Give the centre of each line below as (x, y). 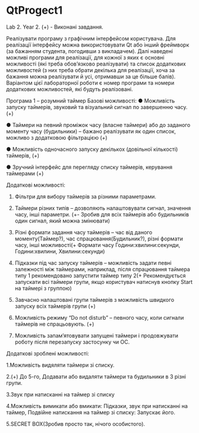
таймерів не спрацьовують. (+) (54, 324)
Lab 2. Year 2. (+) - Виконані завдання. (55, 27)
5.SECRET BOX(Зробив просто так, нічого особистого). (76, 423)
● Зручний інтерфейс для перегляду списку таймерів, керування (89, 167)
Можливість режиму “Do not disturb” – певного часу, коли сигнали (99, 317)
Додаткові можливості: (36, 185)
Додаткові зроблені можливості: (48, 353)
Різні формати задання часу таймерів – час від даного (83, 232)
